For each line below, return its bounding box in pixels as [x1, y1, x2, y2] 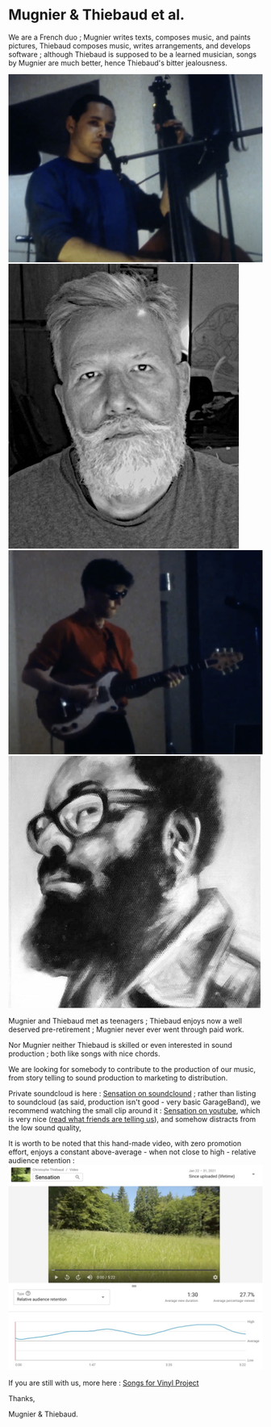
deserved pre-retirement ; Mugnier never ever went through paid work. [8, 1024, 244, 1034]
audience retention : [8, 1156, 75, 1166]
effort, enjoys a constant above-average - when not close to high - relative [8, 1147, 256, 1157]
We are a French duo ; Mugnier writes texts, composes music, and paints [8, 32, 252, 42]
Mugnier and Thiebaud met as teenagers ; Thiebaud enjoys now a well [8, 1016, 243, 1026]
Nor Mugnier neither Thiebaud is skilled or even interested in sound [8, 1041, 232, 1050]
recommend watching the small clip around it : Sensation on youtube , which [8, 1106, 261, 1116]
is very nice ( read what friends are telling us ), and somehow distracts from [8, 1115, 256, 1124]
